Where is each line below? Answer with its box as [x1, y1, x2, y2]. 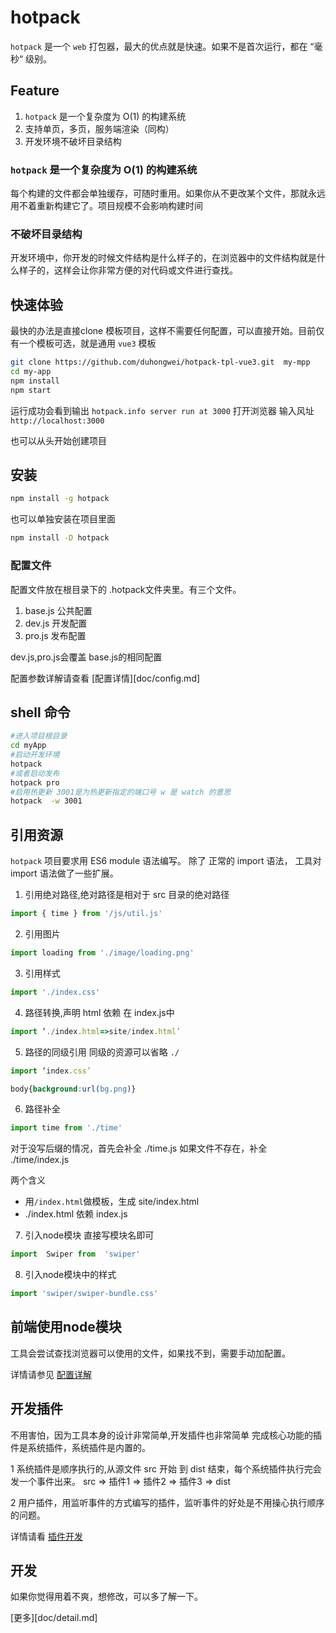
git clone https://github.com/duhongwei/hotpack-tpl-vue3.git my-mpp [10, 357, 311, 368]
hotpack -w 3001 [10, 796, 83, 806]
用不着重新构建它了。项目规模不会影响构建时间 [10, 200, 203, 212]
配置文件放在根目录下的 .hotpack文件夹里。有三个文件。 [10, 583, 242, 595]
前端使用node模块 [10, 1319, 122, 1336]
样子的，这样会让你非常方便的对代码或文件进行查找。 [18, 264, 238, 276]
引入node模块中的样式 [24, 1269, 117, 1281]
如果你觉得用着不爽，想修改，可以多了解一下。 [10, 1591, 203, 1603]
